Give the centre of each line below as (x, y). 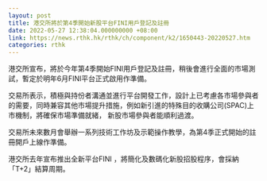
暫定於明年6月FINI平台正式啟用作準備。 (87, 79)
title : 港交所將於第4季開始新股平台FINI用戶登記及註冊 (89, 23)
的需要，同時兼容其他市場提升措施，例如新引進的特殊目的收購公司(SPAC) (128, 106)
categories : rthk (37, 45)
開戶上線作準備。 (43, 142)
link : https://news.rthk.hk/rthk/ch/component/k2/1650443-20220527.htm (129, 38)
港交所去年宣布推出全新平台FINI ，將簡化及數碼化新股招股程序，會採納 (124, 159)
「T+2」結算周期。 (39, 169)
